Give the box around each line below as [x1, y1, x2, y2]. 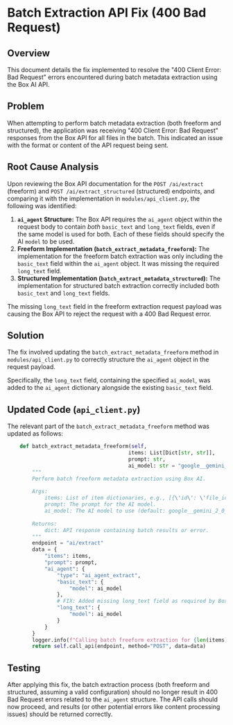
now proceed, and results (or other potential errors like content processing [7, 703, 221, 711]
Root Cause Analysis [7, 161, 99, 173]
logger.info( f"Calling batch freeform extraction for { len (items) [32, 636, 228, 643]
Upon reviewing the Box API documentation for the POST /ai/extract [7, 179, 204, 188]
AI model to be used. [17, 237, 75, 246]
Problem [7, 101, 45, 112]
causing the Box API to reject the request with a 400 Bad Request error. [7, 309, 212, 318]
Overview [7, 47, 51, 59]
